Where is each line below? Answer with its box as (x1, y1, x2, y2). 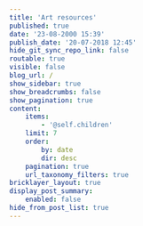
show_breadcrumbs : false (9, 87, 101, 96)
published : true (9, 21, 69, 30)
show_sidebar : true (9, 79, 82, 88)
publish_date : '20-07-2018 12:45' (9, 37, 138, 47)
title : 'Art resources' (9, 12, 98, 22)
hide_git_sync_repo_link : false (9, 46, 129, 55)
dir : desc (41, 153, 77, 163)
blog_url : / (9, 71, 53, 80)
